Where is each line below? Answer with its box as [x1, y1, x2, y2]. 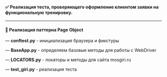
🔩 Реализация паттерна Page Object [5, 27, 83, 33]
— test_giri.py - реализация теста [5, 67, 77, 73]
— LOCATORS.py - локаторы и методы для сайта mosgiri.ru [5, 57, 131, 63]
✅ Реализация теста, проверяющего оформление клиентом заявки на [5, 4, 159, 10]
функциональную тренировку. [5, 9, 73, 15]
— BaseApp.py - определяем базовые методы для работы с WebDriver [5, 47, 157, 53]
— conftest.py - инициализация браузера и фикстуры [5, 38, 119, 44]
